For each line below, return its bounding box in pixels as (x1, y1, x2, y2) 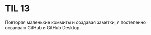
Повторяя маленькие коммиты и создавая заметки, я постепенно (5, 19, 146, 25)
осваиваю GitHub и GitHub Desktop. (5, 24, 81, 30)
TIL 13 (5, 3, 30, 14)
